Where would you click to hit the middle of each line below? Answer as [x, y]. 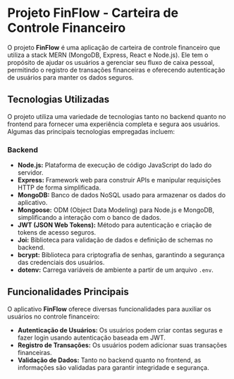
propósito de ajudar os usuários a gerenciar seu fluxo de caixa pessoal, [111, 62]
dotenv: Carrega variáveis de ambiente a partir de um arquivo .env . [115, 270]
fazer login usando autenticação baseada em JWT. [91, 337]
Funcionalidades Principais [68, 292]
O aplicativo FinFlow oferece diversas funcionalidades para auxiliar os [109, 309]
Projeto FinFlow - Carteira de [93, 13]
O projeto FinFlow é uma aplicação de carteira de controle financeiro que [114, 47]
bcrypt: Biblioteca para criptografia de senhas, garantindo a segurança [121, 255]
